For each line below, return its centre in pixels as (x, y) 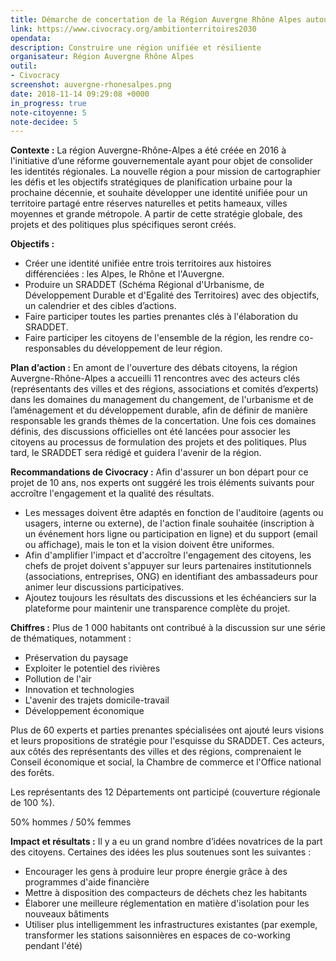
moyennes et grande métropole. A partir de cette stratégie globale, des (156, 214)
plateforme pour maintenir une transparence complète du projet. (157, 608)
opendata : (31, 38)
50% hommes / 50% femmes (71, 822)
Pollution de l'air (58, 679)
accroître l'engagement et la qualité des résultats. (112, 493)
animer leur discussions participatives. (104, 587)
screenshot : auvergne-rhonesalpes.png (91, 85)
